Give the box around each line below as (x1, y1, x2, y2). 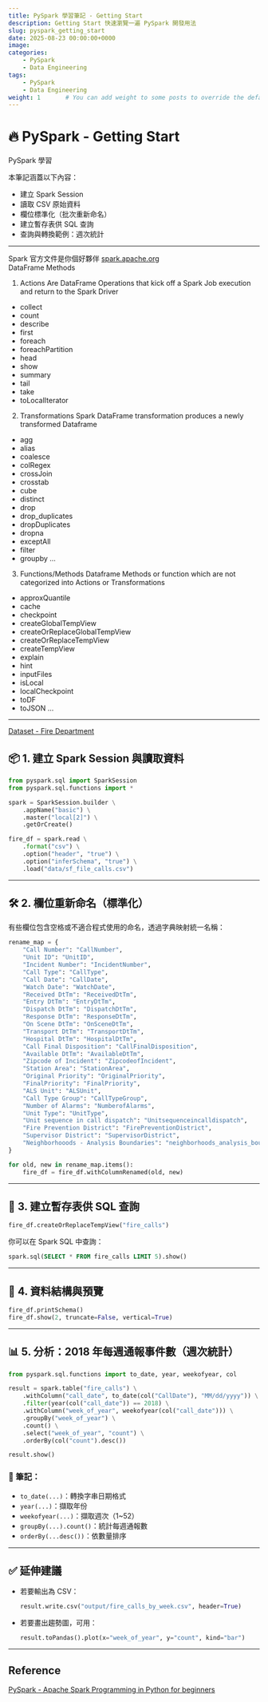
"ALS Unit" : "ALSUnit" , (22, 1087, 102, 1094)
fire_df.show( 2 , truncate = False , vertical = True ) (8, 1313, 173, 1321)
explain (19, 652, 44, 663)
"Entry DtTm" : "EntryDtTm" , (22, 998, 116, 1006)
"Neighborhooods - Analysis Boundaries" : (22, 1139, 162, 1147)
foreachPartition (19, 345, 73, 354)
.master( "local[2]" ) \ (22, 813, 98, 821)
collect (19, 303, 42, 312)
